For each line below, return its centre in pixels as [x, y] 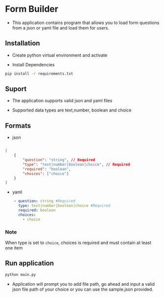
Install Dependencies [33, 64]
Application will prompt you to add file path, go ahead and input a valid [83, 284]
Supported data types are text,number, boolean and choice [72, 110]
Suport [16, 89]
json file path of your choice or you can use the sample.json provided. [82, 289]
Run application [30, 263]
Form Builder [32, 9]
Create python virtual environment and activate [60, 55]
